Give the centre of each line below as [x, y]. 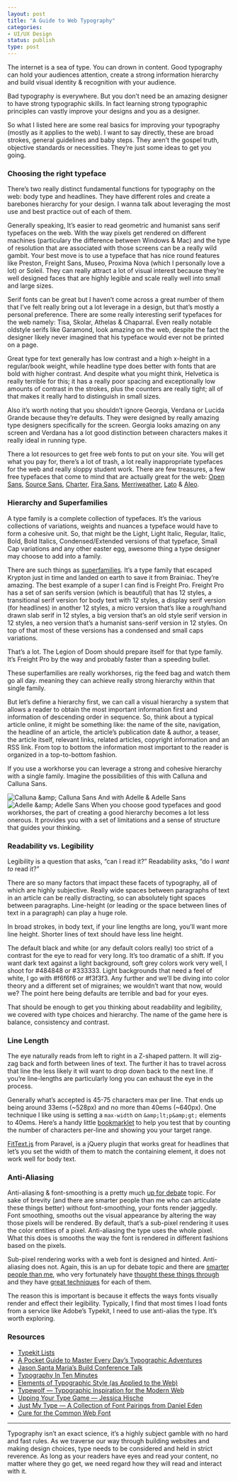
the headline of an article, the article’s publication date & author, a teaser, [114, 732]
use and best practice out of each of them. [70, 212]
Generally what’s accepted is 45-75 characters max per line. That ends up [115, 1100]
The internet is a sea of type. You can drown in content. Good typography [115, 67]
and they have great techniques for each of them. [80, 1282]
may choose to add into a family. [55, 556]
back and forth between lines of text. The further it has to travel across [123, 1064]
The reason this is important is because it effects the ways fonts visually [113, 1296]
